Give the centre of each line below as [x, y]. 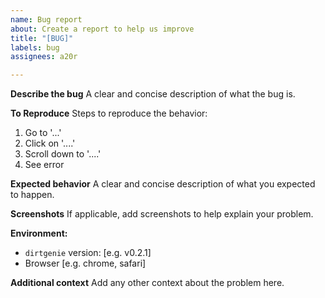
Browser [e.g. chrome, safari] [85, 263]
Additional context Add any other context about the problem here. [147, 283]
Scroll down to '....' [63, 154]
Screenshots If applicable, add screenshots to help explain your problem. [162, 214]
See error [44, 165]
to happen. [32, 195]
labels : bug [35, 47]
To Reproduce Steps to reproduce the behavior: [109, 113]
